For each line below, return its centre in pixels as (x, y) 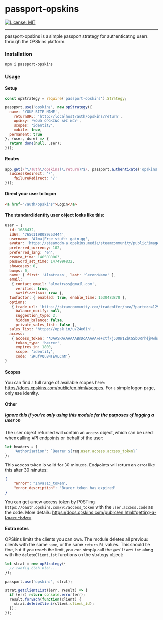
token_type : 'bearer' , (39, 343)
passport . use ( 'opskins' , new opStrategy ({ (49, 107)
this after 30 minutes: (26, 470)
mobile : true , (28, 130)
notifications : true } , (40, 293)
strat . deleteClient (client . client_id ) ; (54, 604)
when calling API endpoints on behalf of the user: (54, 438)
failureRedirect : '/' (35, 178)
